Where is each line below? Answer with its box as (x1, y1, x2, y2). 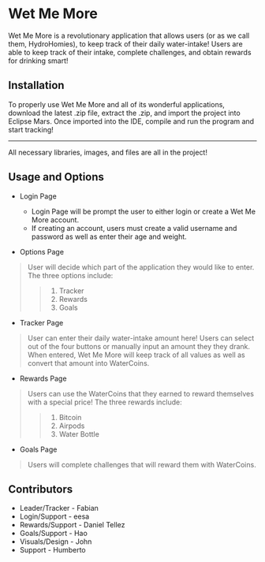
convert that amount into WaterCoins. (27, 358, 150, 367)
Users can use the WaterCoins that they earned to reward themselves (27, 389, 255, 398)
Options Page (19, 247, 65, 256)
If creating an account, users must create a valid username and (31, 223, 237, 233)
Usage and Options (8, 170, 105, 184)
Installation (8, 79, 65, 92)
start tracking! (8, 125, 54, 134)
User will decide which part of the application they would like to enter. (27, 262, 255, 272)
